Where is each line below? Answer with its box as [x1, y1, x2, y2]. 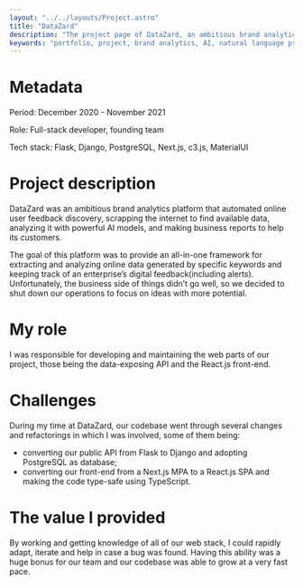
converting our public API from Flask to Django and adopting [22, 447, 248, 458]
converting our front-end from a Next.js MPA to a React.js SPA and [22, 466, 271, 477]
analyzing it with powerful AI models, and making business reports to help [9, 223, 284, 233]
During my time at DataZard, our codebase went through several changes [9, 420, 282, 431]
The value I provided [9, 508, 166, 528]
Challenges [9, 390, 96, 411]
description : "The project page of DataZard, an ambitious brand [9, 30, 260, 39]
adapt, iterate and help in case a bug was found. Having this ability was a [9, 546, 281, 557]
